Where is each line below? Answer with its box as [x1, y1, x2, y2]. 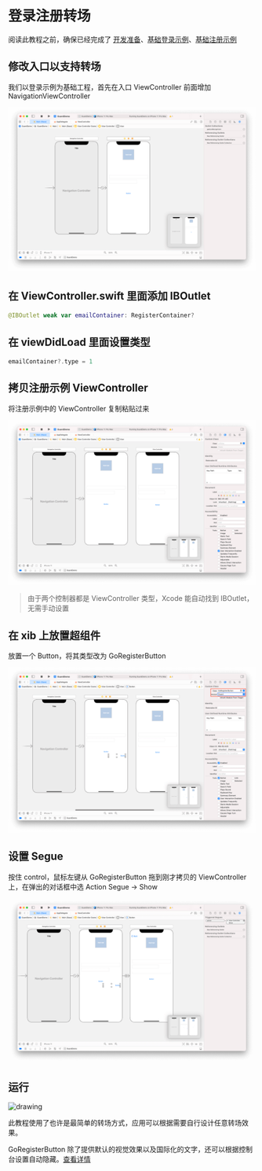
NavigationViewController [8, 91, 91, 101]
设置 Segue [8, 850, 64, 864]
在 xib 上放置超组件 [8, 628, 101, 642]
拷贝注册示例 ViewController [8, 381, 148, 395]
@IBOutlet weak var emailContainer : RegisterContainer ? [8, 311, 195, 319]
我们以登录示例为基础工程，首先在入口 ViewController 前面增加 [8, 82, 212, 91]
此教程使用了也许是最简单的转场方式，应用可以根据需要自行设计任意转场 [8, 1118, 242, 1128]
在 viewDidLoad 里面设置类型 [8, 335, 151, 348]
